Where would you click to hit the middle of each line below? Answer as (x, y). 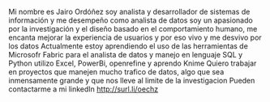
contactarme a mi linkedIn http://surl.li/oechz (84, 89)
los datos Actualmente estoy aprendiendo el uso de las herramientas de (129, 46)
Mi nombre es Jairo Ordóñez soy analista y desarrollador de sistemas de (129, 12)
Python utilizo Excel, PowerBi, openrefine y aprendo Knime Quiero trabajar (133, 63)
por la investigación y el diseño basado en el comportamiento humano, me (133, 29)
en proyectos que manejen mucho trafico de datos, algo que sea (116, 72)
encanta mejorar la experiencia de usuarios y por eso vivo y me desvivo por (135, 37)
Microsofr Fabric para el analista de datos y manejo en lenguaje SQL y (126, 55)
